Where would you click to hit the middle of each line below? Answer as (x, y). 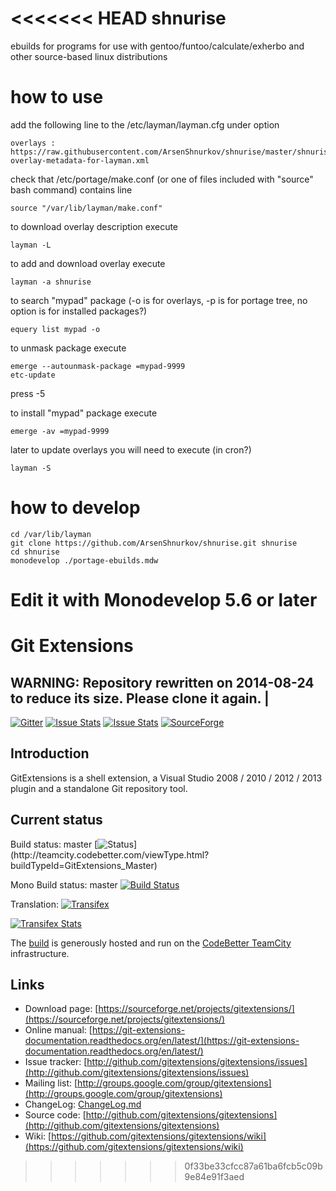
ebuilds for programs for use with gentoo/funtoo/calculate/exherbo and (157, 46)
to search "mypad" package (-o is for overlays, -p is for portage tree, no (159, 300)
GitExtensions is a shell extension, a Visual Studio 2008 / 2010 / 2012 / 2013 (166, 778)
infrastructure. (40, 953)
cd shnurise (35, 552)
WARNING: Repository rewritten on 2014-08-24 (162, 682)
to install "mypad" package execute (84, 413)
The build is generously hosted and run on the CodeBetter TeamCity (151, 943)
